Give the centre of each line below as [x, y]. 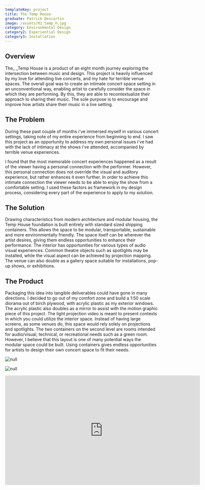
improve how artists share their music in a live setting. [59, 104]
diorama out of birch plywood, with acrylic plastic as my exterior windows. [80, 303]
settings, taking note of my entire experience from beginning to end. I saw [79, 136]
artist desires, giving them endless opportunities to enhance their [70, 240]
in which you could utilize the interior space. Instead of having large [73, 319]
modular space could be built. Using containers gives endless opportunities [81, 345]
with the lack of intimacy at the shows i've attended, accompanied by [75, 147]
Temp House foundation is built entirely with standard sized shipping [74, 225]
